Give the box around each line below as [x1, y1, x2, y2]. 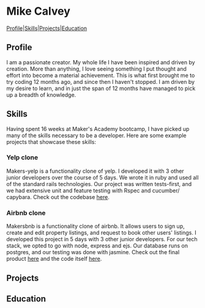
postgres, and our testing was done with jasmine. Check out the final [6, 249, 180, 256]
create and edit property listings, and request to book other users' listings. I [6, 229, 197, 236]
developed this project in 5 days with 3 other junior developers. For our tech [6, 236, 198, 243]
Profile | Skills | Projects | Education [6, 24, 88, 32]
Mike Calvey [6, 4, 70, 18]
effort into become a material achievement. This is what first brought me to [6, 72, 195, 79]
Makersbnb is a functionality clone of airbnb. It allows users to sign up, [6, 222, 185, 230]
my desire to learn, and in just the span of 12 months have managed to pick [6, 85, 196, 92]
